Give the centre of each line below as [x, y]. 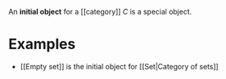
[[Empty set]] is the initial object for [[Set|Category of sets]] [119, 66]
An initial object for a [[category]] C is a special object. [100, 12]
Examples [42, 44]
